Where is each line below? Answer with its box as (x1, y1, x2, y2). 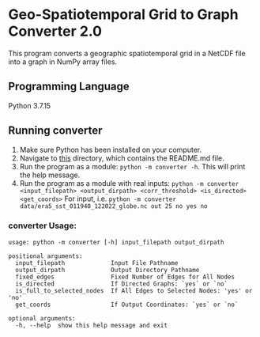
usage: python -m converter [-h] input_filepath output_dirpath (8, 238, 224, 246)
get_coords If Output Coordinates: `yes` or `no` (15, 301, 239, 309)
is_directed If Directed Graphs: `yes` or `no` (15, 279, 228, 288)
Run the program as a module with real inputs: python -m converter (19, 178, 239, 187)
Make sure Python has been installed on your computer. (19, 145, 202, 154)
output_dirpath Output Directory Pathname (15, 266, 200, 274)
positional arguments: (8, 252, 83, 260)
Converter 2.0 (8, 22, 103, 40)
